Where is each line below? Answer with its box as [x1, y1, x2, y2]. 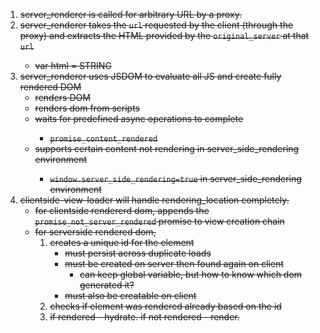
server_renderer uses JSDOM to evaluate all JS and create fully [19, 70, 282, 82]
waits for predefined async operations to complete [34, 113, 244, 124]
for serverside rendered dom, [34, 226, 157, 238]
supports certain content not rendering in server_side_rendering [34, 143, 300, 154]
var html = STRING [34, 60, 112, 71]
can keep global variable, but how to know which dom [79, 269, 303, 280]
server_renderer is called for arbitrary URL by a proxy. [19, 9, 243, 20]
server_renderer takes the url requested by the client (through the [19, 19, 294, 31]
